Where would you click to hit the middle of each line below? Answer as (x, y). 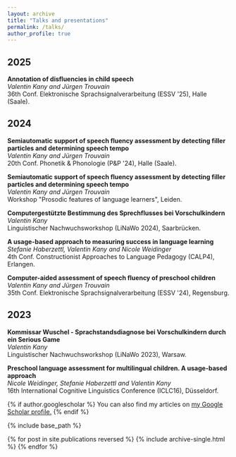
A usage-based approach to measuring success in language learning (111, 241)
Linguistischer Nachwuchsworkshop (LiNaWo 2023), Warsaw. (97, 354)
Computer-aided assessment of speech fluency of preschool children (112, 278)
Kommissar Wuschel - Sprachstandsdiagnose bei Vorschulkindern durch (117, 331)
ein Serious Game (34, 339)
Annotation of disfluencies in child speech (70, 79)
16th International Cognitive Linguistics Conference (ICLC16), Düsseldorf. (113, 390)
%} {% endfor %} (33, 446)
